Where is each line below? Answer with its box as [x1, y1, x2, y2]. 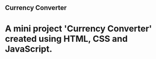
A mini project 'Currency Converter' [5, 23, 152, 34]
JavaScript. [5, 43, 53, 54]
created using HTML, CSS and [5, 33, 128, 44]
